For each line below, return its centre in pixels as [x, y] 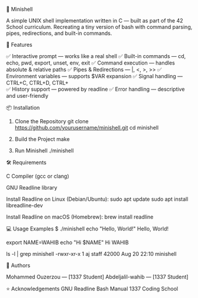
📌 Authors [18, 265]
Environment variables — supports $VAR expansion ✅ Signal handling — [95, 76]
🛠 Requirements [26, 162]
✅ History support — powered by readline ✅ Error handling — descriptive [95, 89]
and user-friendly [27, 96]
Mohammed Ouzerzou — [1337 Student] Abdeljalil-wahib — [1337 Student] [97, 277]
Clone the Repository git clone [51, 121]
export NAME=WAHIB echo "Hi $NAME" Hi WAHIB [67, 242]
